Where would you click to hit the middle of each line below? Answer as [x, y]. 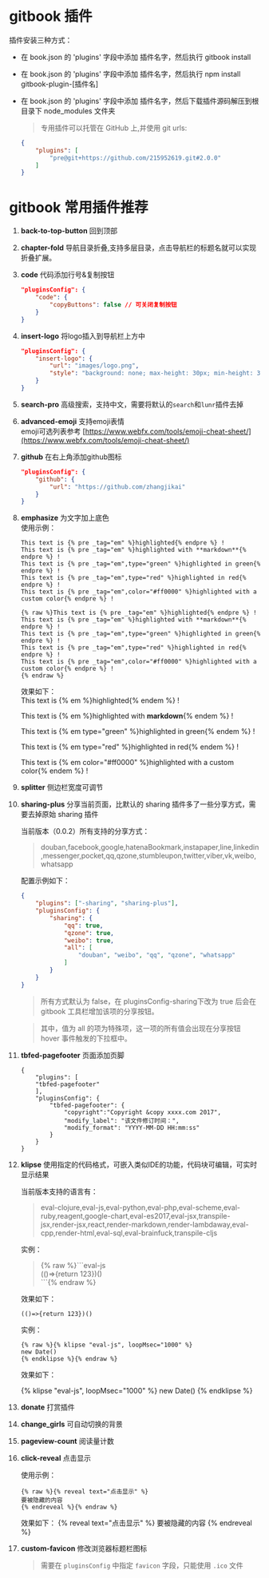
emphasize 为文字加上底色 [65, 518]
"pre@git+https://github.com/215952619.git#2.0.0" [136, 158]
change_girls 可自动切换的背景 [71, 1424]
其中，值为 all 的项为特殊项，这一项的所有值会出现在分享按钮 [141, 1028]
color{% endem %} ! [54, 771]
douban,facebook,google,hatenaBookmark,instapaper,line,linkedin [150, 847]
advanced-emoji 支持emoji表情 [72, 421]
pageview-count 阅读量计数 [67, 1441]
